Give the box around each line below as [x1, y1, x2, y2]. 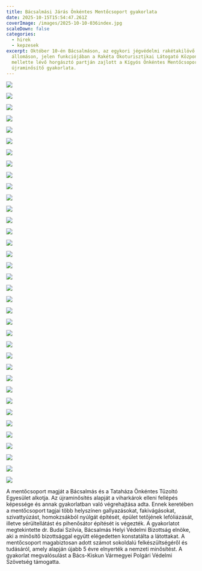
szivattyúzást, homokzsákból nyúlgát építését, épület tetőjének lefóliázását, [6, 513, 194, 521]
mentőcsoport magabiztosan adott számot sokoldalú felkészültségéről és [6, 539, 188, 546]
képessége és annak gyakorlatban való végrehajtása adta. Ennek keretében [6, 501, 194, 508]
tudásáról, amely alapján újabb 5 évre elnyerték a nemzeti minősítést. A [6, 546, 183, 553]
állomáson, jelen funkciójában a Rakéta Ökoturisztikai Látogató [11, 54, 179, 60]
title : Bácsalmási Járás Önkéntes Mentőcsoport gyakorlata [6, 8, 158, 15]
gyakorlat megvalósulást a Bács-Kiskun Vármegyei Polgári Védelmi [6, 552, 173, 559]
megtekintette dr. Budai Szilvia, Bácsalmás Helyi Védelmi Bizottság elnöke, [6, 526, 191, 534]
